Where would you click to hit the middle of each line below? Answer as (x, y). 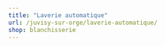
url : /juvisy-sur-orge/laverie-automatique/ (83, 23)
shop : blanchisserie (42, 30)
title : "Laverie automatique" (58, 15)
